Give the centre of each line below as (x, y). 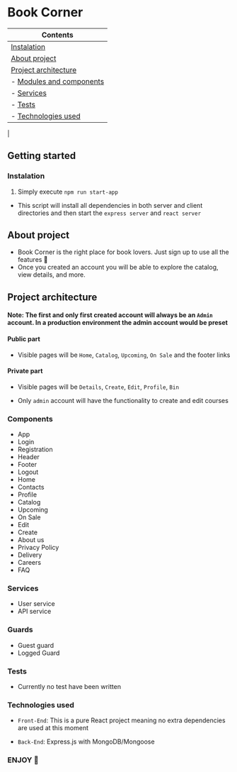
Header (29, 457)
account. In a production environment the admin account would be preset (118, 323)
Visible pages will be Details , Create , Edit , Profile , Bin (98, 387)
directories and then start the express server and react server (109, 213)
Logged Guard (39, 653)
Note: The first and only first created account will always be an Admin (110, 315)
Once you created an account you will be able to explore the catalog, (118, 268)
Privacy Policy (38, 548)
